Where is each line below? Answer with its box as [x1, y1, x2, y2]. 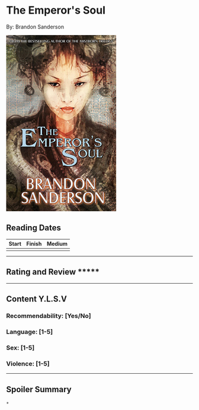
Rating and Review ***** [6, 267, 99, 277]
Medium [46, 240, 68, 247]
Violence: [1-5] [6, 360, 50, 368]
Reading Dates [6, 223, 61, 233]
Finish [26, 240, 42, 247]
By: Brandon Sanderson [6, 23, 64, 30]
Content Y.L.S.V [6, 294, 67, 304]
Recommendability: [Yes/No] [6, 312, 91, 320]
